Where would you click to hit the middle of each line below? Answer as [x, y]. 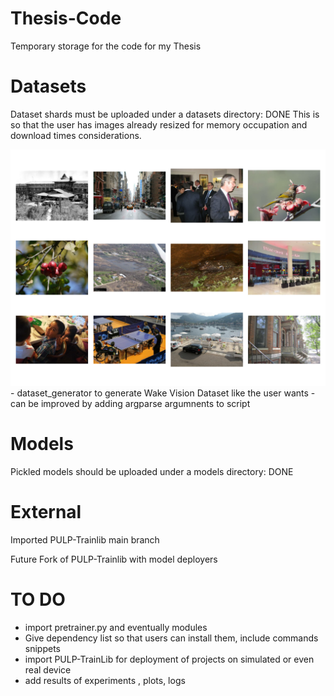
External [46, 512]
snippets [42, 648]
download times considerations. [76, 135]
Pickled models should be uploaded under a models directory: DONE [152, 471]
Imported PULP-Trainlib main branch [85, 539]
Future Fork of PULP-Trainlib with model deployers [114, 559]
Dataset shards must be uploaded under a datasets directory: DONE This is [165, 114]
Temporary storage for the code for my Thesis [106, 46]
